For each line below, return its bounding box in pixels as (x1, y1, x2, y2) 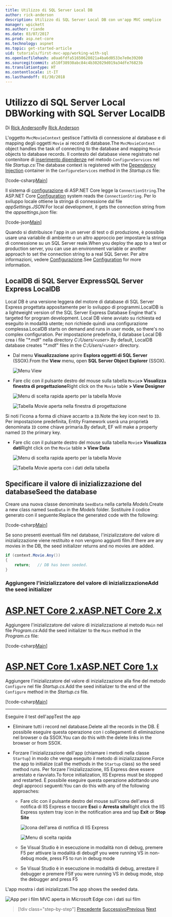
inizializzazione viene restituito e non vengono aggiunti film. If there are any (5, 537, 163, 544)
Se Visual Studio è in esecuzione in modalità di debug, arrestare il (20, 865, 159, 871)
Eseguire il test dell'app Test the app (5, 713, 81, 720)
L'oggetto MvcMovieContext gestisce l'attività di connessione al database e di (5, 134, 166, 140)
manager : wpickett (5, 22, 45, 27)
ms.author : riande (5, 27, 45, 32)
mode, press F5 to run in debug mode (35, 855, 115, 861)
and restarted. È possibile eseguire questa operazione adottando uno (12, 777, 159, 783)
